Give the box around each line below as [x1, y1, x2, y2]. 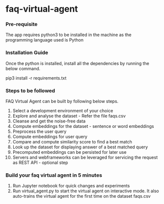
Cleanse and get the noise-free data [12, 118, 86, 124]
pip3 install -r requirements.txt [5, 75, 67, 81]
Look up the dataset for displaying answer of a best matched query [12, 144, 148, 150]
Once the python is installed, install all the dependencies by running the [5, 60, 149, 66]
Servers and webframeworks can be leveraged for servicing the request [12, 155, 158, 161]
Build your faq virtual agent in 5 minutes [5, 172, 102, 179]
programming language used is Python [5, 37, 83, 43]
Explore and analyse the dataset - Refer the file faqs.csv [12, 113, 126, 119]
